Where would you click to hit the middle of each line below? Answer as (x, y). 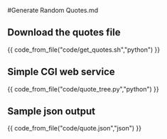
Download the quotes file (64, 32)
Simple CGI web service (61, 72)
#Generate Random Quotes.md (53, 10)
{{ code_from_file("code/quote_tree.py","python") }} (83, 89)
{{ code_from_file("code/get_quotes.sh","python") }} (84, 50)
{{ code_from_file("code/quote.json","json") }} (75, 128)
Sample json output (52, 112)
